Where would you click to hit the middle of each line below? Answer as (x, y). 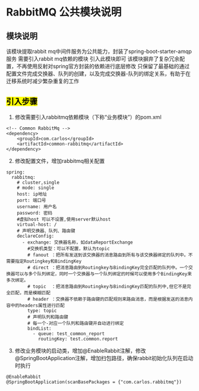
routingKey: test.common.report (78, 339)
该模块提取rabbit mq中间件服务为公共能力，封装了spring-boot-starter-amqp (99, 51)
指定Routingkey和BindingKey (48, 261)
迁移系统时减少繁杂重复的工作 (42, 81)
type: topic (42, 310)
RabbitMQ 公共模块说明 (64, 12)
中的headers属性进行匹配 (38, 305)
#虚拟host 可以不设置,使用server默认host (64, 219)
